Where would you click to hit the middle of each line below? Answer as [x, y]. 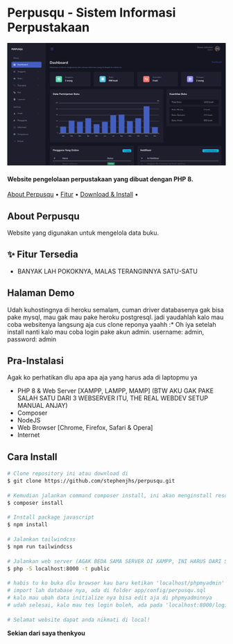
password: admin [32, 339]
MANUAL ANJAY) [42, 406]
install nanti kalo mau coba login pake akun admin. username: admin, [106, 332]
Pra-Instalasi [35, 360]
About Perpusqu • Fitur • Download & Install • [73, 195]
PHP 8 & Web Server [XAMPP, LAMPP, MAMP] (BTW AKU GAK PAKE [115, 391]
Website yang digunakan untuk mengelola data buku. [83, 233]
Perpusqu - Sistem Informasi [92, 13]
